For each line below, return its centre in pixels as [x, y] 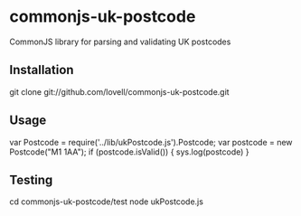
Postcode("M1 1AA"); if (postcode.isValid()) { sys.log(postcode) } [130, 152]
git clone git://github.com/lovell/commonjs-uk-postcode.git [119, 91]
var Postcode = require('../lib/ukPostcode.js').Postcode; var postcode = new [151, 142]
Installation [42, 70]
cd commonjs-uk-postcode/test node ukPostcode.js [106, 202]
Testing [31, 179]
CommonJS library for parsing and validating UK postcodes [120, 42]
